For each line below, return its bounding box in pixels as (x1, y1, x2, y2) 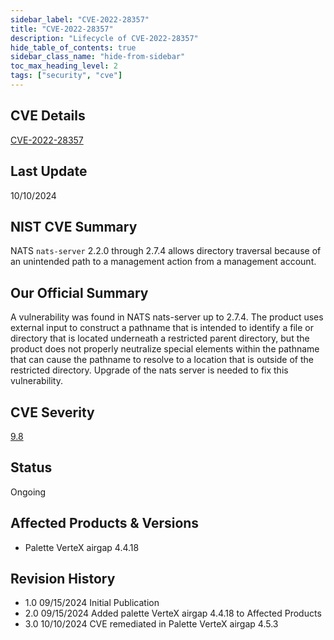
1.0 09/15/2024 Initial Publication (24, 597, 160, 609)
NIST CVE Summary (10, 218, 138, 235)
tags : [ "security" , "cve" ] (10, 71, 123, 81)
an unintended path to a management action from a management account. (10, 256, 317, 268)
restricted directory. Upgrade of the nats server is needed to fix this (10, 364, 289, 376)
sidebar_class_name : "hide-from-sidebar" (10, 52, 186, 62)
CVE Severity (10, 404, 95, 421)
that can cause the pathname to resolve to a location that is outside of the (10, 354, 314, 366)
